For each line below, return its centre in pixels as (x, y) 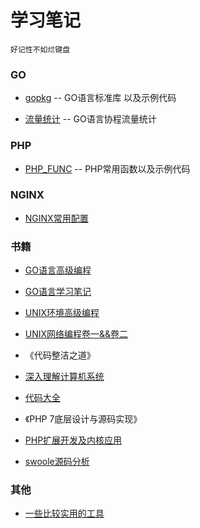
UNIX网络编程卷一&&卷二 (76, 334)
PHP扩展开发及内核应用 (73, 440)
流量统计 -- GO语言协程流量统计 (90, 119)
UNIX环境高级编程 (62, 313)
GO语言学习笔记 (58, 292)
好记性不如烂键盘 (40, 49)
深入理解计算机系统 (64, 377)
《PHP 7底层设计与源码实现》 (83, 419)
